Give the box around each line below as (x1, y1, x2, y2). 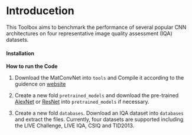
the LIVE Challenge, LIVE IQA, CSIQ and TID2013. (14, 122, 135, 129)
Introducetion (6, 4, 75, 18)
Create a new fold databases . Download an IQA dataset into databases (14, 110, 184, 117)
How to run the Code (6, 63, 58, 70)
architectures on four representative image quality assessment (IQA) (6, 29, 173, 37)
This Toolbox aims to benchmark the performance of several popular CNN (6, 24, 187, 31)
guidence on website (14, 81, 66, 88)
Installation (6, 50, 34, 57)
